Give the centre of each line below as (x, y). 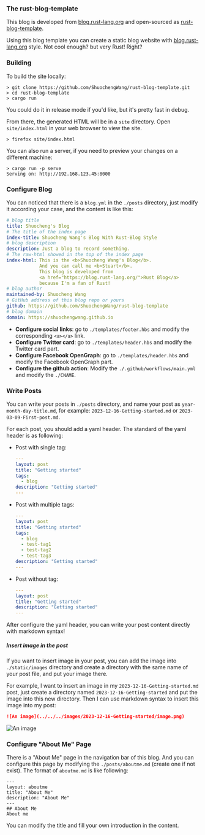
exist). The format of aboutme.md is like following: (67, 771)
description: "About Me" (38, 798)
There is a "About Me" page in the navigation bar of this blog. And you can (100, 758)
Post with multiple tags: (45, 505)
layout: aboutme (27, 787)
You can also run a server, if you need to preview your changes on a (92, 150)
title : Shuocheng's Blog (38, 226)
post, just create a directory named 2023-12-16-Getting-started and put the (102, 693)
